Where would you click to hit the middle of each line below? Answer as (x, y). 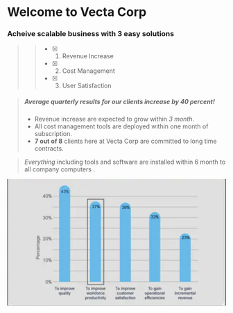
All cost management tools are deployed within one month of (121, 126)
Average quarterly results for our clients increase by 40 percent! (119, 102)
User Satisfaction (87, 86)
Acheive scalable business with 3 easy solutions (91, 34)
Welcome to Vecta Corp (77, 12)
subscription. (53, 134)
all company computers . (60, 169)
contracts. (49, 149)
